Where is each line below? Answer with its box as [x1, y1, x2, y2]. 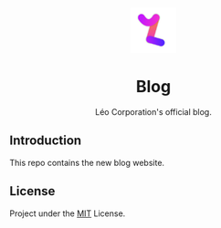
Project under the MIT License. [9, 208, 126, 219]
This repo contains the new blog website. [9, 157, 165, 168]
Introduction [9, 133, 82, 149]
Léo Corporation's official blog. [95, 106, 212, 117]
